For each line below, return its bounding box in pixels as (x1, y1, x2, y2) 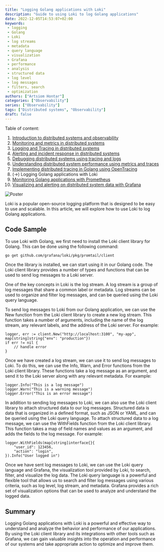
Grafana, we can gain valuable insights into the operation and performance (5, 536, 156, 542)
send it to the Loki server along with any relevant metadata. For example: (5, 373, 151, 379)
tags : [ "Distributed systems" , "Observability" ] (5, 107, 106, 113)
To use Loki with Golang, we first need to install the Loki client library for (5, 238, 150, 244)
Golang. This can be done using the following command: (5, 243, 119, 249)
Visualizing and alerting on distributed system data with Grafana (12, 182, 142, 188)
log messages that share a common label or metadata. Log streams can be (5, 287, 155, 293)
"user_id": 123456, (14, 445, 54, 450)
